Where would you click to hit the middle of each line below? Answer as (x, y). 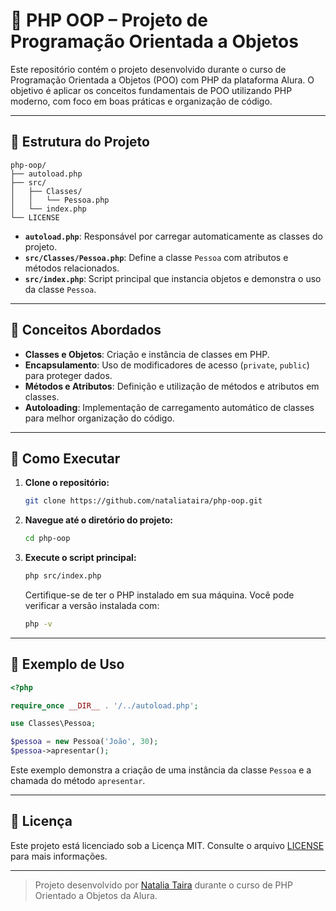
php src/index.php (63, 576)
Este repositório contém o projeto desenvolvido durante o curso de (148, 69)
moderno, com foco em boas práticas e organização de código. (141, 101)
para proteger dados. (68, 375)
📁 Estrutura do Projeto (80, 142)
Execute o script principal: (80, 558)
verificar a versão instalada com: (92, 605)
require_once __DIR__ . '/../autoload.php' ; (104, 705)
